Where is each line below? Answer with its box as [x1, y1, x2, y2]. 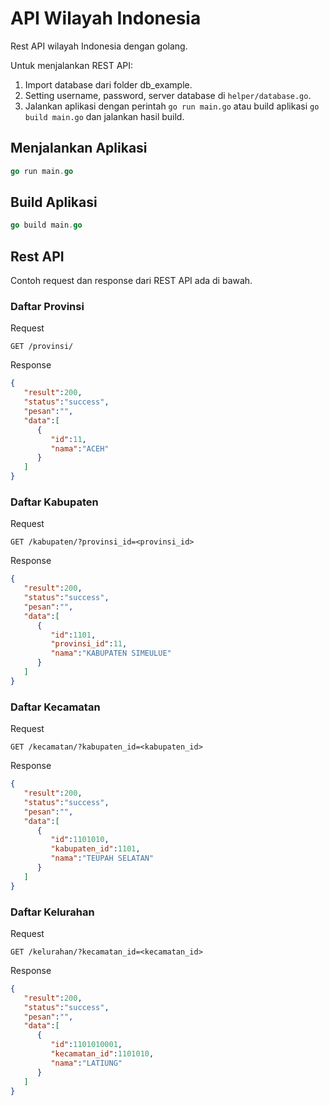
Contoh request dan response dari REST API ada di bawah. [10, 275, 253, 287]
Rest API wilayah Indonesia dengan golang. [10, 40, 188, 52]
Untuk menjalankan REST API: [10, 59, 134, 71]
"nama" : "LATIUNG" [50, 1058, 123, 1068]
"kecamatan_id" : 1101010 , [50, 1049, 155, 1059]
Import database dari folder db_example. [24, 78, 193, 91]
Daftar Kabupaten [10, 495, 99, 509]
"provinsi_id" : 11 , [50, 639, 128, 649]
